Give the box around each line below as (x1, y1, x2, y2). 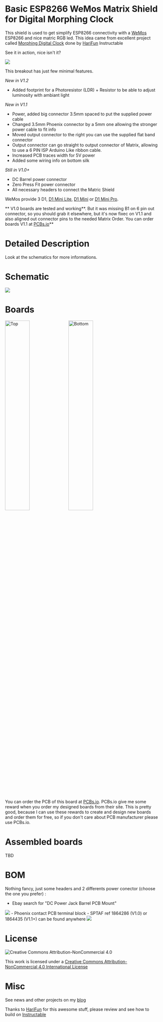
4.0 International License (38, 964, 88, 969)
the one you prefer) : (5, 891, 46, 896)
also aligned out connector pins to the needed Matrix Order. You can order (5, 215, 154, 222)
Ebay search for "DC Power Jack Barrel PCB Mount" (12, 900, 117, 906)
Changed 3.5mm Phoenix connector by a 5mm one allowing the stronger (12, 121, 158, 127)
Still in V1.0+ (5, 167, 30, 173)
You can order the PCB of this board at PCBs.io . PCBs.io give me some (5, 799, 147, 805)
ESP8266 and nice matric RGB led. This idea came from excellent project (5, 35, 151, 41)
